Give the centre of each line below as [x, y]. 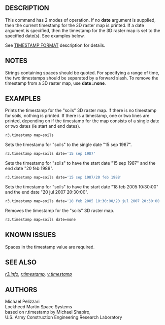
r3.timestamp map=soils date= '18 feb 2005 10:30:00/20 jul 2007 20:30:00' [83, 201]
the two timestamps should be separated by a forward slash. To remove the [82, 78]
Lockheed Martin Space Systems [39, 307]
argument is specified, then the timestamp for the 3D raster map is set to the [83, 30]
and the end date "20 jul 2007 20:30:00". [47, 192]
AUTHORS [21, 290]
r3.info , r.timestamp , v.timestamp [39, 274]
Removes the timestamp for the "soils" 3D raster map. [60, 210]
